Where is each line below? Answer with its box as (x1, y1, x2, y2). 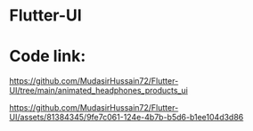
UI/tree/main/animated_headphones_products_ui (9, 86, 189, 96)
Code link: (9, 46, 86, 67)
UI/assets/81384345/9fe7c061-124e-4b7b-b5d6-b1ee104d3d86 (9, 112, 244, 123)
